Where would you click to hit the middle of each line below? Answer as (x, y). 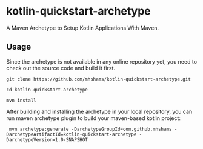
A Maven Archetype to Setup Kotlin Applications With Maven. (83, 28)
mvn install (21, 100)
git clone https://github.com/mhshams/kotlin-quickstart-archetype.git (98, 79)
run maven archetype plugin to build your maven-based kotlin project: (93, 118)
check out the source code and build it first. (61, 68)
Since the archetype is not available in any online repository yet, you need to (102, 61)
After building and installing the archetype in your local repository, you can (99, 111)
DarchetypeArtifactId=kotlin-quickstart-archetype (72, 134)
